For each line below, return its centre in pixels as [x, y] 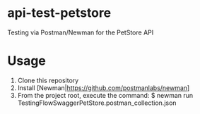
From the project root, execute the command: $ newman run [105, 95]
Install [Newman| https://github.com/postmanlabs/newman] [104, 88]
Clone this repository [48, 80]
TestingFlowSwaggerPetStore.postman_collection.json [97, 103]
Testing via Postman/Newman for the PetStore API [81, 32]
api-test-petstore [59, 13]
